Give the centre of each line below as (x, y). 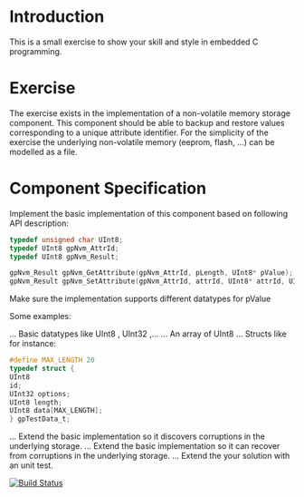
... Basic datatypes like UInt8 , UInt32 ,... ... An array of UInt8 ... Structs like (148, 334)
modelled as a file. (43, 151)
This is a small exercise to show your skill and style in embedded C (134, 42)
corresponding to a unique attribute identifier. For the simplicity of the (139, 132)
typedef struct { (42, 369)
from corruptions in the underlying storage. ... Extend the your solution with (150, 456)
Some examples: (40, 317)
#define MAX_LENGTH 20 (52, 360)
